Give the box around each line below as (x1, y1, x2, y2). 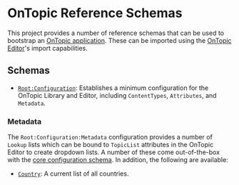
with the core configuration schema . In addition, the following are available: (7, 156, 228, 164)
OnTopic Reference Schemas (7, 5, 183, 21)
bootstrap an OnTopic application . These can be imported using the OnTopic (7, 36, 232, 44)
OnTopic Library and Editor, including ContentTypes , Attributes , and (17, 91, 217, 99)
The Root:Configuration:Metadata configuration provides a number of (7, 133, 213, 141)
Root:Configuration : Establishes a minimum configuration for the (17, 84, 209, 92)
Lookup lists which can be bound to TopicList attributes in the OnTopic (7, 141, 214, 149)
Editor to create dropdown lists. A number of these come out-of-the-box (7, 148, 220, 156)
